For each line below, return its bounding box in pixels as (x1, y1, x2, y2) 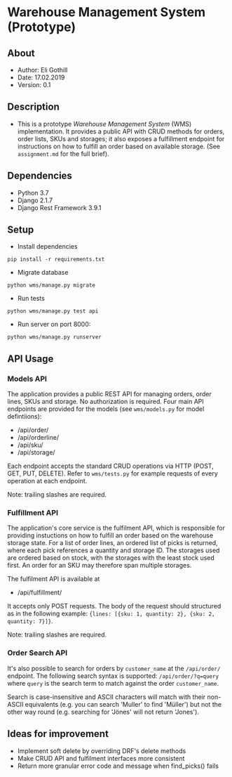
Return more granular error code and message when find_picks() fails (17, 762, 219, 770)
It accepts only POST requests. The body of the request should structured (7, 602, 221, 610)
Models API (7, 374, 48, 384)
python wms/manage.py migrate (7, 282, 96, 289)
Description (7, 101, 60, 113)
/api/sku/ (17, 440, 43, 450)
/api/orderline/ (17, 433, 60, 442)
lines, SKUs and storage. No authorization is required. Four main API (7, 398, 205, 406)
